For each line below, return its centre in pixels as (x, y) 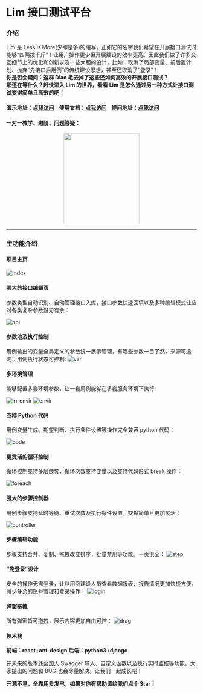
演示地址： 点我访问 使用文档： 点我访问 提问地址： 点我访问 (83, 108)
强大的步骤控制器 (27, 498)
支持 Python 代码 (27, 415)
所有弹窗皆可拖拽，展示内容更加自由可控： (59, 621)
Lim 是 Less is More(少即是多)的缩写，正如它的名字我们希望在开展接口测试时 (101, 47)
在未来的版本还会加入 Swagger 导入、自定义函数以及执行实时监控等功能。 (98, 663)
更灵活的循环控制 (27, 457)
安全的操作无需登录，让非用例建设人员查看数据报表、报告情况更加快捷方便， (101, 584)
